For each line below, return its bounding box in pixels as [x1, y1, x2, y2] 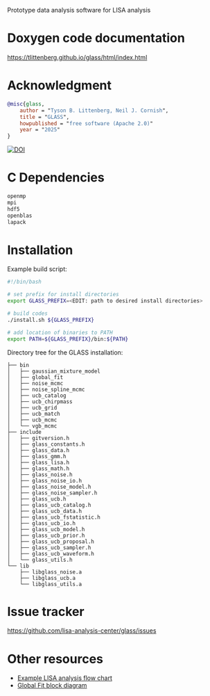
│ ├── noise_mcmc [7, 380, 64, 387]
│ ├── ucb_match [7, 410, 60, 417]
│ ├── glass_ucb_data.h [7, 508, 82, 515]
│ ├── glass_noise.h [7, 471, 73, 478]
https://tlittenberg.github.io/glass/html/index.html [7, 53, 148, 61]
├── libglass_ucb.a [19, 574, 76, 581]
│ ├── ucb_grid [7, 404, 58, 411]
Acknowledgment [7, 78, 112, 93]
